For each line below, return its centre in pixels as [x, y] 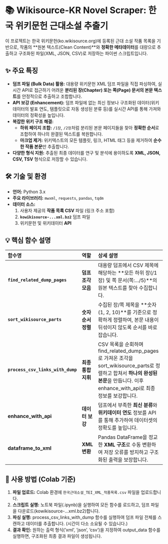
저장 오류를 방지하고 [126, 452]
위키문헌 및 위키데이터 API [45, 223]
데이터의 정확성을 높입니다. [38, 115]
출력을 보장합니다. [128, 460]
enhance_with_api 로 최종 [127, 388]
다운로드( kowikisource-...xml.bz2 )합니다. [59, 511]
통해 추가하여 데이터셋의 [131, 421]
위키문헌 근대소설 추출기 [62, 26]
